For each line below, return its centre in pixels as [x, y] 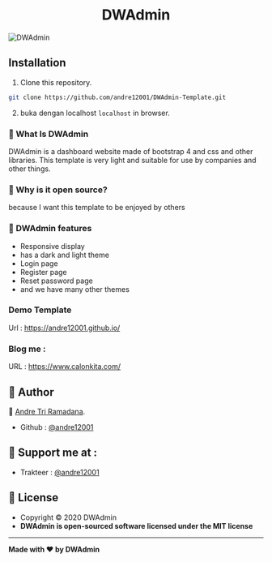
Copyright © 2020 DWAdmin [68, 517]
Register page [43, 272]
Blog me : [27, 349]
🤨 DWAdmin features [50, 229]
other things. [30, 169]
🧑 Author [31, 392]
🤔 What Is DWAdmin [49, 134]
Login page [39, 263]
